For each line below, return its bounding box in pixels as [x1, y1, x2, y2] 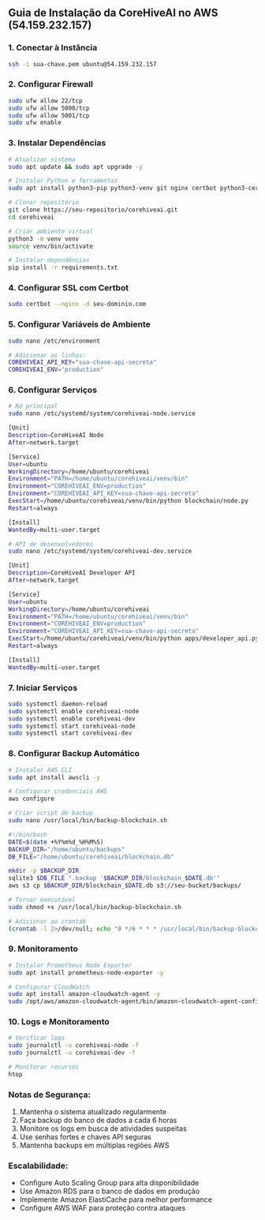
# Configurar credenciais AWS [8, 788, 108, 795]
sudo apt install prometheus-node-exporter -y [8, 968, 164, 977]
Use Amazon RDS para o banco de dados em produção [19, 1187, 200, 1196]
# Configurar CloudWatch [8, 982, 90, 991]
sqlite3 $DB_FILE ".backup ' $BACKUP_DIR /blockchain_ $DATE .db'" [8, 874, 221, 882]
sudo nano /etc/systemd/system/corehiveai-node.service [8, 410, 196, 417]
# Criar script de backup [8, 809, 93, 818]
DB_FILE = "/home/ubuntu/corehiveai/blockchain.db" [8, 852, 175, 861]
